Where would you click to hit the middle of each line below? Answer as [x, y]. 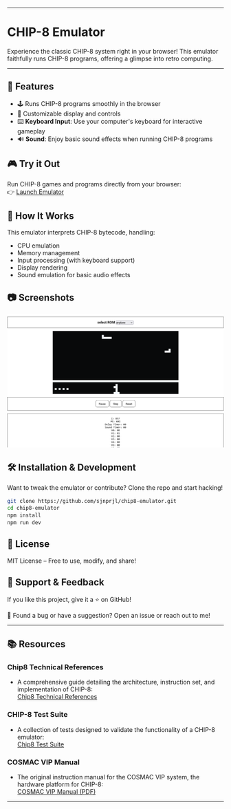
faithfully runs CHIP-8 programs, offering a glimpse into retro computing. [110, 58]
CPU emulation [38, 246]
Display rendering [42, 268]
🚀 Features [31, 87]
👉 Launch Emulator [35, 192]
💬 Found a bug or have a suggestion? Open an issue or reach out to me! [109, 615]
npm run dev [24, 523]
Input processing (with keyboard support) [76, 260]
